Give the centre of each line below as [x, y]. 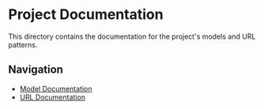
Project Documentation [86, 15]
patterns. [23, 44]
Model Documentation [56, 88]
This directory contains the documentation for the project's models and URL [132, 36]
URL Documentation [52, 97]
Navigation [36, 70]
